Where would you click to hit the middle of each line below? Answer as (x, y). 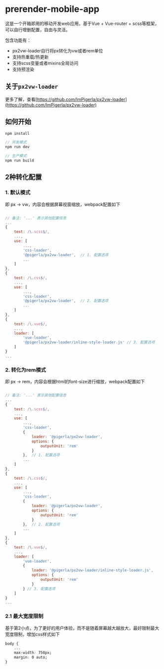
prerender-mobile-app (52, 9)
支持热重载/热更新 (30, 57)
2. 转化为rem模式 (25, 370)
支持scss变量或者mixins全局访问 (45, 63)
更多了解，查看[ (21, 99)
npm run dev (17, 147)
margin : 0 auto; (31, 658)
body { (12, 643)
